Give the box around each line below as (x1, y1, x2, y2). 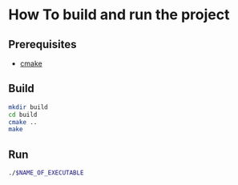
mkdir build (8, 103, 48, 111)
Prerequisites (8, 38, 77, 51)
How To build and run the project (8, 6, 230, 24)
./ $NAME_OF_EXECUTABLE (8, 169, 84, 177)
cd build (8, 111, 38, 119)
